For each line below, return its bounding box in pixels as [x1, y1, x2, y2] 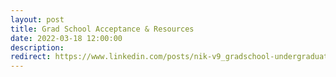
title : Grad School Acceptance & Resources [10, 24, 195, 34]
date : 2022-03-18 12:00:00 [10, 33, 123, 43]
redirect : [10, 52, 52, 62]
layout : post [10, 14, 65, 25]
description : [10, 42, 65, 53]
